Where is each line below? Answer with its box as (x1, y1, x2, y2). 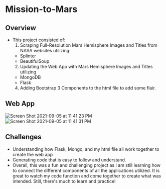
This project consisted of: (12, 37, 66, 43)
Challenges (5, 133, 42, 141)
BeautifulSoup (20, 58, 50, 64)
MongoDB (20, 74, 41, 80)
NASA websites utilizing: (20, 48, 71, 53)
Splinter (20, 53, 37, 59)
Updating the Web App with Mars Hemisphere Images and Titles (20, 64, 153, 69)
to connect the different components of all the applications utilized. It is (12, 167, 160, 173)
